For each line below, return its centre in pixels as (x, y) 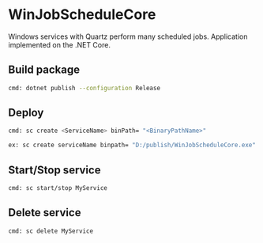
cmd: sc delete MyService (51, 231)
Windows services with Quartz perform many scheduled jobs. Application (128, 36)
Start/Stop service (54, 170)
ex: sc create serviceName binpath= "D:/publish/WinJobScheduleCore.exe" (132, 145)
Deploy (26, 113)
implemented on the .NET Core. (59, 44)
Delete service (45, 213)
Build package (44, 70)
